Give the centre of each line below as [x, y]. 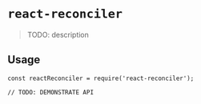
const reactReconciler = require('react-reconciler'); [101, 78]
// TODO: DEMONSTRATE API [50, 92]
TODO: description [58, 34]
